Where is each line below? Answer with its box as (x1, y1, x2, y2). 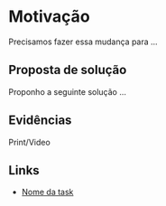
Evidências (8, 113, 72, 128)
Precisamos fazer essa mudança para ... (8, 36, 159, 47)
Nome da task (21, 187, 74, 198)
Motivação (8, 6, 91, 27)
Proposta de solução (8, 62, 127, 78)
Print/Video (8, 136, 51, 147)
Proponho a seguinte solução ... (8, 86, 127, 97)
